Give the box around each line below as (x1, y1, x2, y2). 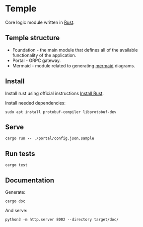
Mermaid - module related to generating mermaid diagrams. (12, 62, 136, 68)
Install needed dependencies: (5, 100, 66, 106)
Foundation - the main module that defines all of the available (12, 47, 138, 53)
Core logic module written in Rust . (5, 19, 75, 25)
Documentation (5, 176, 55, 184)
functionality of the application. (12, 52, 76, 58)
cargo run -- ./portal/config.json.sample (5, 136, 94, 141)
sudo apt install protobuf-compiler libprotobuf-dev (5, 110, 117, 114)
